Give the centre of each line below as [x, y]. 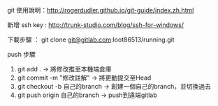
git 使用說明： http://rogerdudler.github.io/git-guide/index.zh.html [101, 10]
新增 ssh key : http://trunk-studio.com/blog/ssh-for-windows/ [95, 25]
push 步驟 [22, 54]
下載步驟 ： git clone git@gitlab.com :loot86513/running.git [91, 39]
